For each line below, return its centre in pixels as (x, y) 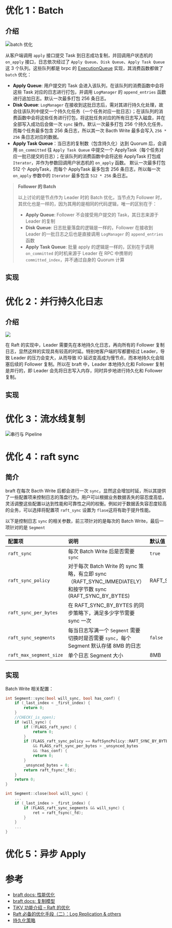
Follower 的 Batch (37, 186)
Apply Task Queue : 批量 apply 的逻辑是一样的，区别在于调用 (90, 247)
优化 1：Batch (35, 11)
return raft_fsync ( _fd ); (50, 770)
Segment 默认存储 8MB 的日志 (104, 646)
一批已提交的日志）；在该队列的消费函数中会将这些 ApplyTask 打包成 (89, 156)
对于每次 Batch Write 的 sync (102, 566)
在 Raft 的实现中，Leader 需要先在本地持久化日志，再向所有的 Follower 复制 (85, 345)
